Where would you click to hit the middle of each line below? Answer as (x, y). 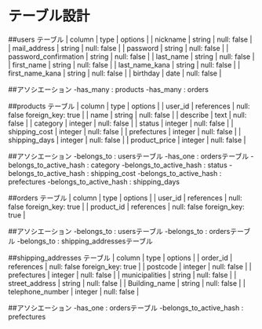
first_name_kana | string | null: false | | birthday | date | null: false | (115, 73)
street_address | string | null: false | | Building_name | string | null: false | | (127, 283)
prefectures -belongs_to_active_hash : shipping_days (94, 181)
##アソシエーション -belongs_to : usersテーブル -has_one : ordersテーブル (129, 156)
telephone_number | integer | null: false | (74, 291)
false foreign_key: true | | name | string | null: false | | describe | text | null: (127, 115)
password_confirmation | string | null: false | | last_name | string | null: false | (131, 57)
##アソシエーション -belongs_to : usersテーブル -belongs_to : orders (119, 231)
